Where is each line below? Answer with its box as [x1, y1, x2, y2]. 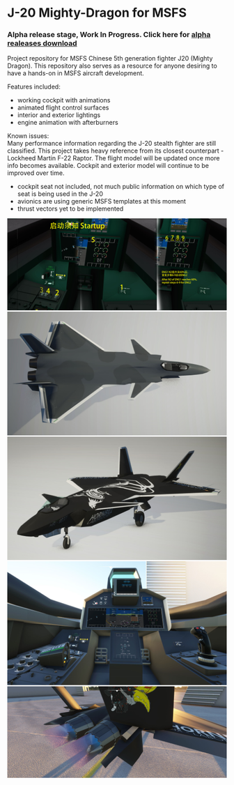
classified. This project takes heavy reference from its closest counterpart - [7, 146, 224, 155]
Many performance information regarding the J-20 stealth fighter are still [7, 139, 217, 148]
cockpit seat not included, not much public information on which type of [17, 183, 225, 191]
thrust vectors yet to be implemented [17, 204, 124, 213]
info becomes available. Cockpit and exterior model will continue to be [7, 162, 209, 170]
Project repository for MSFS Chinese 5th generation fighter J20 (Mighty [7, 54, 213, 63]
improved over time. [7, 169, 65, 177]
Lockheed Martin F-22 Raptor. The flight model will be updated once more [7, 154, 220, 162]
